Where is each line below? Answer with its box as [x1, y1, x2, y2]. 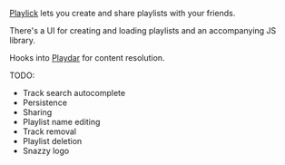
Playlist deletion [22, 136, 83, 146]
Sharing [22, 107, 53, 117]
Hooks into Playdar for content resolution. [9, 53, 165, 63]
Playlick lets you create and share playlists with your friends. [9, 8, 236, 18]
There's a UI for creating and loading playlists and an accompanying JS [9, 25, 277, 35]
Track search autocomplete [22, 88, 125, 98]
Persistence [22, 97, 68, 108]
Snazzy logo [22, 145, 70, 156]
